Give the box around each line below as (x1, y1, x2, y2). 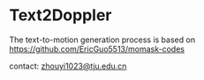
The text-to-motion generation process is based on (9, 34, 196, 45)
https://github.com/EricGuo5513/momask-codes (9, 43, 185, 54)
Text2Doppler (9, 5, 112, 25)
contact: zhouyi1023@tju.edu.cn (9, 61, 127, 71)
